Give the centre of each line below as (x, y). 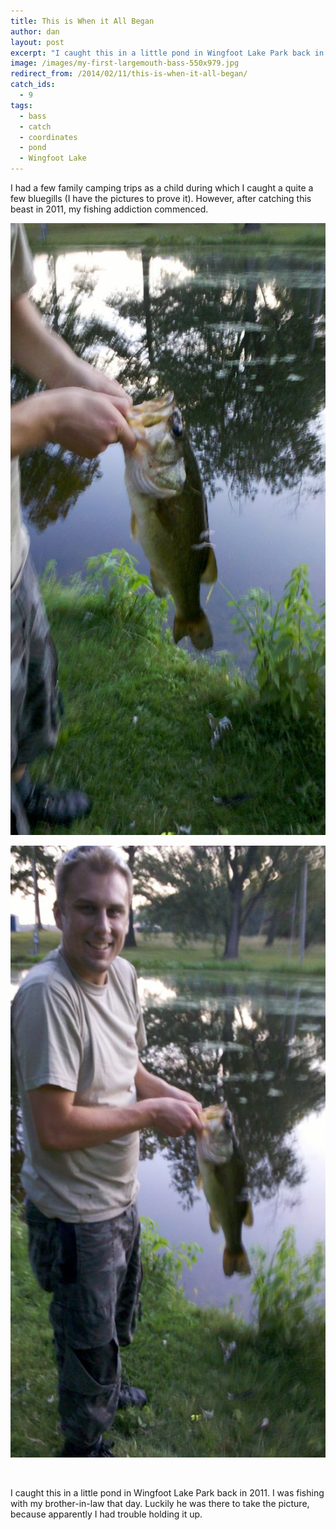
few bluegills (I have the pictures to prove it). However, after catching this (161, 198)
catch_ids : (33, 85)
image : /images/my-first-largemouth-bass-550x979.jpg (125, 63)
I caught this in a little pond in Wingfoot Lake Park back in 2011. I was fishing (167, 1493)
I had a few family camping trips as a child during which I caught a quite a (162, 188)
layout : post (37, 42)
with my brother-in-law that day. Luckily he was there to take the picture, (160, 1503)
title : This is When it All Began (82, 21)
